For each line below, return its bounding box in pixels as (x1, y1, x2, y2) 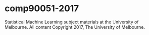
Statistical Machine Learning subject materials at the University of (4, 19, 139, 25)
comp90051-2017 (4, 3, 79, 14)
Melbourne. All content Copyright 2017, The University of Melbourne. (4, 24, 145, 30)
